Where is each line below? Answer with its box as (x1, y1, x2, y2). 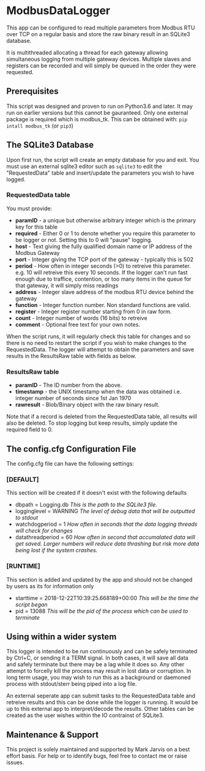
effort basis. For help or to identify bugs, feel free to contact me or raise (6, 752, 188, 760)
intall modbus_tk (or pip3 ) (6, 122, 73, 129)
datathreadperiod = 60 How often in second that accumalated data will (15, 534, 196, 541)
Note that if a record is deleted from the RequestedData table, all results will (6, 413, 198, 420)
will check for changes (15, 527, 73, 534)
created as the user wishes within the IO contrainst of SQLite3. (6, 712, 164, 719)
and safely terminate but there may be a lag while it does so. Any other (6, 661, 185, 668)
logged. (6, 175, 26, 183)
